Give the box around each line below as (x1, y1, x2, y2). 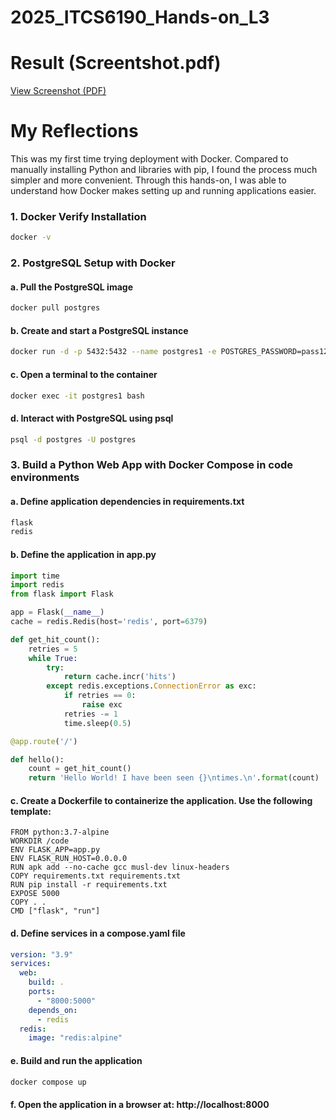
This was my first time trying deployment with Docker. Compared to (10, 153, 289, 165)
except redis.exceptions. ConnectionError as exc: (46, 681, 257, 691)
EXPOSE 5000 (10, 889, 60, 899)
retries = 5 (28, 644, 78, 654)
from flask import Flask (10, 589, 114, 600)
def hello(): (10, 754, 65, 765)
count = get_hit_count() (28, 764, 132, 774)
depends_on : (28, 1005, 78, 1015)
